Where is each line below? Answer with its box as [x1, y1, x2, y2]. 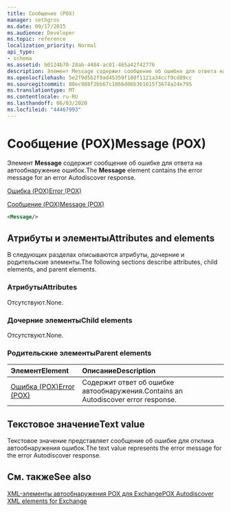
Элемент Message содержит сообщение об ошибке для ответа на [7, 158, 203, 167]
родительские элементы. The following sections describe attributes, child [7, 258, 218, 266]
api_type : [7, 49, 36, 56]
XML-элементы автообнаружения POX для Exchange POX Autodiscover [7, 489, 214, 498]
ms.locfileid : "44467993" [7, 106, 81, 113]
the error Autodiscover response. [7, 451, 101, 460]
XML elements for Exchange [7, 497, 87, 505]
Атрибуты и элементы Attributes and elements [7, 232, 215, 244]
